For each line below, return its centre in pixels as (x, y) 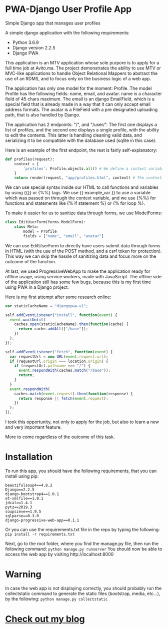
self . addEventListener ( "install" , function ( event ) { (61, 315)
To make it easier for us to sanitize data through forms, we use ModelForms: (84, 213)
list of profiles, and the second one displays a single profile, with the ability (82, 130)
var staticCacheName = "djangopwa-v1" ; (47, 306)
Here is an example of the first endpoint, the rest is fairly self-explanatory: (81, 150)
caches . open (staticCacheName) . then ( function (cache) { (71, 324)
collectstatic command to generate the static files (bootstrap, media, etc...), (83, 594)
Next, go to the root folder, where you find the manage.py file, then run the (82, 544)
